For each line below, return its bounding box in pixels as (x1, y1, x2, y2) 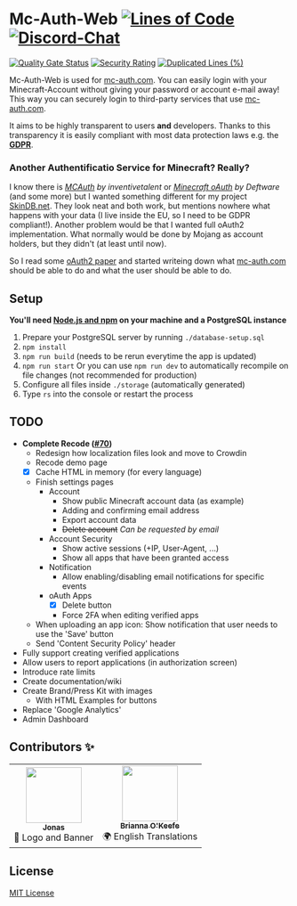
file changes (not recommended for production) (21, 370, 197, 380)
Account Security (48, 533, 113, 543)
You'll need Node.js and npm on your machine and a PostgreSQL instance (9, 314, 287, 325)
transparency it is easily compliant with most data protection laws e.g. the (9, 129, 279, 140)
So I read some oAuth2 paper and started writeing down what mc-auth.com (9, 256, 286, 266)
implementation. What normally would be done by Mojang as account (9, 229, 264, 240)
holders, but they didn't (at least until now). (9, 239, 167, 249)
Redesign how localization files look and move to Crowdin (35, 447, 247, 458)
